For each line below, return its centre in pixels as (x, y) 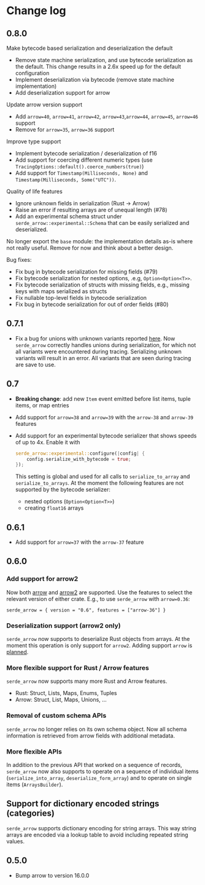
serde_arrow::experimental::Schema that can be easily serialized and (102, 223)
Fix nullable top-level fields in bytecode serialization (81, 298)
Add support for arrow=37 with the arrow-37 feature (79, 542)
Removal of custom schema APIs (56, 715)
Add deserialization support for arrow (63, 92)
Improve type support (34, 141)
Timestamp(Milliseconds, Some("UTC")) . (66, 179)
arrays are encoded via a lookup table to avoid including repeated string (97, 835)
